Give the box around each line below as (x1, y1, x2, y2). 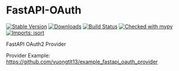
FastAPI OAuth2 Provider (6, 40, 66, 48)
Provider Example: (6, 52, 50, 59)
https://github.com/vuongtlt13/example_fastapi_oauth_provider (6, 58, 158, 65)
